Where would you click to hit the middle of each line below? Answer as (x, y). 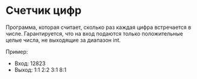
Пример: (17, 51)
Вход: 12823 (30, 63)
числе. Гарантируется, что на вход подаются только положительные (94, 33)
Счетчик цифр (44, 11)
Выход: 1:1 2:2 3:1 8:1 (40, 69)
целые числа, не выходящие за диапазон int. (63, 40)
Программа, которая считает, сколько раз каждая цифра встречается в (98, 27)
